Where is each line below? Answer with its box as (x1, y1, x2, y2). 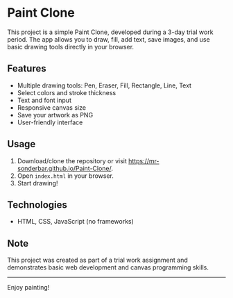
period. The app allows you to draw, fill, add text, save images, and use (7, 35, 210, 43)
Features (7, 63, 46, 74)
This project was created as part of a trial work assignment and (7, 256, 189, 265)
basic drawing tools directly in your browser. (7, 42, 134, 51)
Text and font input (17, 96, 71, 104)
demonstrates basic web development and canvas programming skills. (7, 263, 209, 272)
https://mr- (128, 156, 159, 165)
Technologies (7, 199, 68, 210)
